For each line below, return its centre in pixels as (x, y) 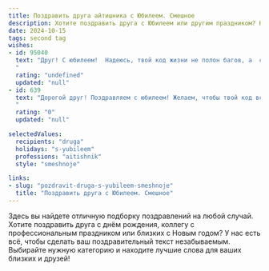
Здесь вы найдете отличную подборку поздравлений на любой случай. (131, 216)
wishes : (21, 46)
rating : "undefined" (50, 75)
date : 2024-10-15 (37, 30)
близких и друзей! (39, 258)
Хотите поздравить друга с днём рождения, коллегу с (101, 224)
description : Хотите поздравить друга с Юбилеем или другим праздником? (132, 23)
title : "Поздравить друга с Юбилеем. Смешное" (94, 193)
